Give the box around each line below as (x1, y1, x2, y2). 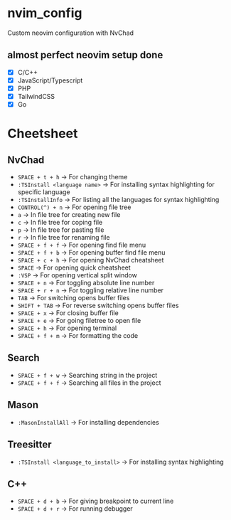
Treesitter (7, 439, 52, 451)
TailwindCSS (17, 92, 55, 100)
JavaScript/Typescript (17, 76, 83, 85)
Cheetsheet (7, 126, 78, 142)
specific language (17, 188, 70, 196)
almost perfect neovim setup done (7, 49, 163, 61)
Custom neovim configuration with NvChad (7, 28, 134, 37)
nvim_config (7, 5, 82, 21)
